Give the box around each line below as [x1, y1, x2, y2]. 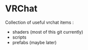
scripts [12, 34, 27, 40]
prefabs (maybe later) [12, 39, 57, 45]
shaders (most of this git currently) [12, 29, 84, 35]
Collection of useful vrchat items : [5, 19, 74, 25]
